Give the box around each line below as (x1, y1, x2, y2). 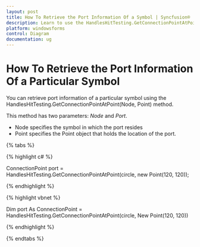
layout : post (6, 8, 39, 15)
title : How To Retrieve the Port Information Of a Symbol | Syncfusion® (6, 14, 190, 20)
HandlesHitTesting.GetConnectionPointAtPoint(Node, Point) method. (6, 101, 174, 108)
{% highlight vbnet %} (6, 194, 61, 201)
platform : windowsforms (6, 25, 65, 32)
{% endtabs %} (6, 235, 44, 242)
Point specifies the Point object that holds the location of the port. (14, 130, 177, 137)
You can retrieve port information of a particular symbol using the (6, 94, 167, 101)
